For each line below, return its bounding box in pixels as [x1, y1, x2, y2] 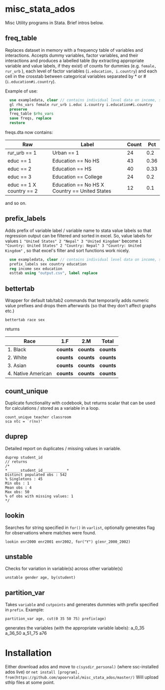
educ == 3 [7, 173, 32, 180]
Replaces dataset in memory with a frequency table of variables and [5, 47, 143, 53]
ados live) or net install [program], [5, 669, 80, 675]
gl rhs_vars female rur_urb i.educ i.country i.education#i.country [9, 102, 153, 107]
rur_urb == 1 [7, 149, 37, 156]
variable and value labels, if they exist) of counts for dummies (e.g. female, [5, 63, 157, 68]
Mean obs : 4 [5, 485, 32, 490]
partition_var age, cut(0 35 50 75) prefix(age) [5, 617, 107, 622]
